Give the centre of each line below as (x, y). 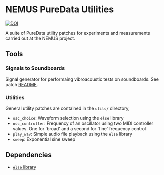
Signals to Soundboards (35, 68)
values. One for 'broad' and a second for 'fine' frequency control (79, 128)
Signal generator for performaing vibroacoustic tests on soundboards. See (82, 79)
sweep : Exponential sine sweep (44, 139)
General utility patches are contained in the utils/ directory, (67, 108)
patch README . (22, 84)
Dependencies (28, 155)
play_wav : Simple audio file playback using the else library (72, 134)
